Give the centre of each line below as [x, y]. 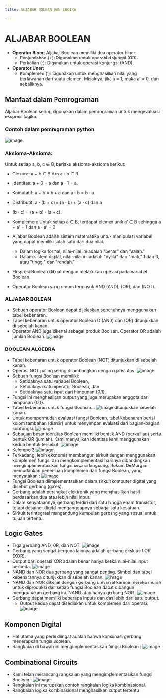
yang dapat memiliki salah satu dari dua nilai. [58, 241]
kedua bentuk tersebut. [36, 444]
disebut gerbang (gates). [38, 486]
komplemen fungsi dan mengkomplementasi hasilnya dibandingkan [81, 460]
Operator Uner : [28, 68]
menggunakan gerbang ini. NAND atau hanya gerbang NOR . [74, 593]
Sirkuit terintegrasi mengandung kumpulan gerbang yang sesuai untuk [84, 513]
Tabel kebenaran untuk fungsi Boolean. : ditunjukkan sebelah [84, 407]
